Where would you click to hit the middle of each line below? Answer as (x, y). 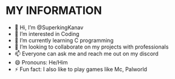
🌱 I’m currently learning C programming (64, 40)
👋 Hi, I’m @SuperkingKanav (49, 27)
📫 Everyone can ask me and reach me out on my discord (86, 53)
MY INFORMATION (54, 11)
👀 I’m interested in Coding (47, 33)
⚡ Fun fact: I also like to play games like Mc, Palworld (81, 69)
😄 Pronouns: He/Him (41, 62)
